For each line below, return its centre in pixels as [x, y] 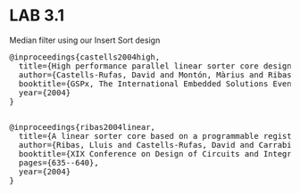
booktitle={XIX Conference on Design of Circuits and [138, 154]
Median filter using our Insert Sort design [85, 40]
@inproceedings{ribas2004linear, [83, 127]
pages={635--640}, [59, 162]
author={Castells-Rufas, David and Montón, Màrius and [141, 75]
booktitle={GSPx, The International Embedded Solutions [143, 84]
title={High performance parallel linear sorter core [138, 66]
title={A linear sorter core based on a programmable [138, 136]
